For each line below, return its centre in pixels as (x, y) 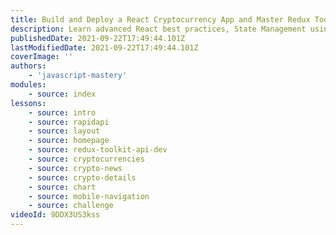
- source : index (62, 94)
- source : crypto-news (75, 168)
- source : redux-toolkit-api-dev (98, 150)
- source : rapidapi (69, 122)
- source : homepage (69, 141)
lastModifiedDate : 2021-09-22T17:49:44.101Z (104, 47)
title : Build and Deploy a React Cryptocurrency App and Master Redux (160, 19)
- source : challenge (71, 206)
